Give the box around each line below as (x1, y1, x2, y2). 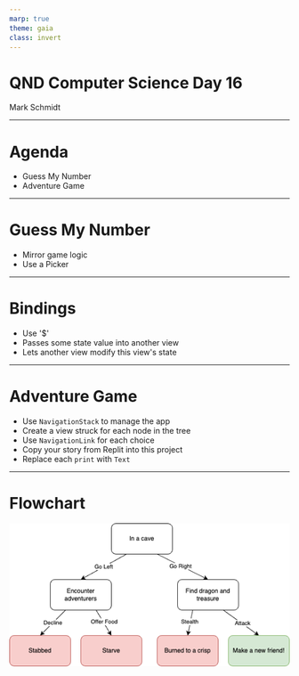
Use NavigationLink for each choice (21, 435, 155, 445)
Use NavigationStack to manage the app (21, 416, 171, 427)
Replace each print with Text (21, 454, 131, 465)
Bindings (9, 298, 77, 319)
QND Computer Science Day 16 (9, 72, 243, 93)
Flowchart (9, 493, 86, 514)
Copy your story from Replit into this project (21, 444, 183, 455)
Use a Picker (21, 259, 69, 270)
